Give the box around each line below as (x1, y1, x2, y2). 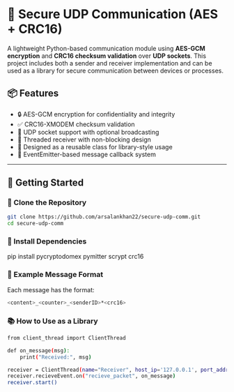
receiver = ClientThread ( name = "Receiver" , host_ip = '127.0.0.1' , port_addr (7, 366, 229, 373)
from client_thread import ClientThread (7, 334, 127, 341)
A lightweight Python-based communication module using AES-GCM (7, 44, 205, 52)
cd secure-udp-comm (7, 220, 64, 227)
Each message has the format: (7, 285, 95, 294)
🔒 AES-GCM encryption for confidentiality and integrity (17, 110, 175, 118)
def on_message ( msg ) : (7, 347, 70, 354)
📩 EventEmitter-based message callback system (17, 150, 157, 158)
